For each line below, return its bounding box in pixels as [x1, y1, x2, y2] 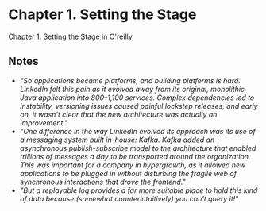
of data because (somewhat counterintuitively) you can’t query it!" [19, 194, 239, 203]
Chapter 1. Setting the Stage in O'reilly [8, 32, 133, 41]
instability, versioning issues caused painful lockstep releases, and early [19, 101, 258, 110]
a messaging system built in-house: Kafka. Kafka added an [19, 135, 215, 144]
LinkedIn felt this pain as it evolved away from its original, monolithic [19, 84, 245, 94]
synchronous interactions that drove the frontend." [19, 177, 187, 186]
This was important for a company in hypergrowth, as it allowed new [19, 160, 246, 170]
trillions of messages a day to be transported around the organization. [19, 152, 251, 161]
